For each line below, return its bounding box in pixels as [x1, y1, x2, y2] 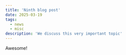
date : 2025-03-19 [5, 12, 43, 17]
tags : [5, 17, 17, 22]
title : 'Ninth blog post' [5, 7, 60, 13]
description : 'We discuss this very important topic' [5, 31, 123, 36]
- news [10, 21, 24, 27]
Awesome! [5, 45, 28, 51]
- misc [10, 26, 24, 32]
